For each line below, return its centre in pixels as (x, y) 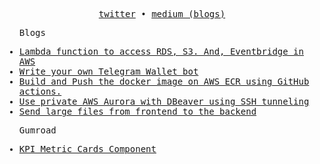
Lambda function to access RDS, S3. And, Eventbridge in (161, 51)
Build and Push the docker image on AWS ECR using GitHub (164, 81)
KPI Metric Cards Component (87, 149)
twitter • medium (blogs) (162, 14)
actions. (40, 91)
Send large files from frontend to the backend (137, 111)
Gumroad (37, 130)
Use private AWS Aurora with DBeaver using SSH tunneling (164, 101)
